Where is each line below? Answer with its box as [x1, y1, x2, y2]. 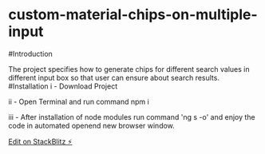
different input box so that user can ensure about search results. [8, 73, 220, 82]
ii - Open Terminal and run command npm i [8, 97, 149, 106]
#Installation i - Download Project [8, 81, 118, 91]
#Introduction [8, 49, 53, 58]
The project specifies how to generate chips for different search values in [8, 64, 250, 73]
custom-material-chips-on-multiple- [8, 6, 258, 24]
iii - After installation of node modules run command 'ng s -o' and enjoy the [8, 112, 255, 121]
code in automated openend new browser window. [8, 120, 176, 130]
